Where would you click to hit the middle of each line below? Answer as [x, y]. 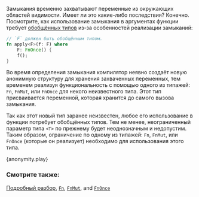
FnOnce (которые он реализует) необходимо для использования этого [95, 141]
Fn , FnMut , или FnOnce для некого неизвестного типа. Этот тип [84, 92]
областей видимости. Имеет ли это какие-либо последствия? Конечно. [98, 15]
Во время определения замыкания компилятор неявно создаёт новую [97, 72]
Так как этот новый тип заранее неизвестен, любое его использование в [99, 116]
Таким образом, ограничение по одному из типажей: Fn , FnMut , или [92, 135]
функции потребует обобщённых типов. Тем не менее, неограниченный [99, 122]
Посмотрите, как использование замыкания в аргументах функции [92, 21]
